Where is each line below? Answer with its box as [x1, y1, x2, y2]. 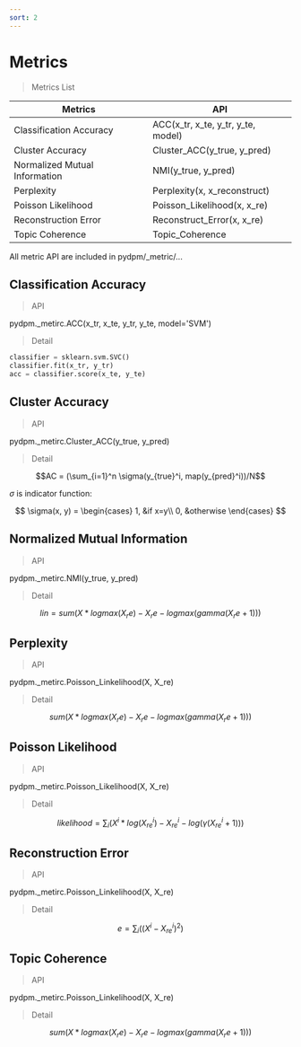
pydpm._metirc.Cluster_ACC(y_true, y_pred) [9, 436, 170, 446]
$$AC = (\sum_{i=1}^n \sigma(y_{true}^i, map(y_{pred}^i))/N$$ [35, 471, 266, 481]
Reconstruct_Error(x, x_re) [151, 213, 264, 225]
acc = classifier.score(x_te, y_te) [9, 370, 146, 379]
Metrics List [30, 82, 75, 92]
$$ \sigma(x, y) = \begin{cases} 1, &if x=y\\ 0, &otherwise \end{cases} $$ [14, 505, 287, 516]
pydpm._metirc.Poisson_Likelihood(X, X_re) [9, 780, 170, 791]
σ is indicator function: [9, 488, 92, 498]
